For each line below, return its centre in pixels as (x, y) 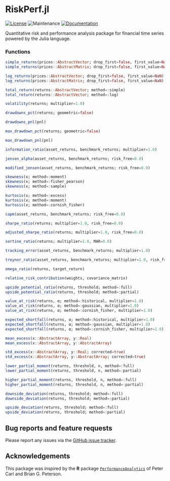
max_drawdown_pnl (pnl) (29, 140)
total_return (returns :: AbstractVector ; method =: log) (62, 95)
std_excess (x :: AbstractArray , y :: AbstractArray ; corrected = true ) (75, 357)
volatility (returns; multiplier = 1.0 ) (45, 104)
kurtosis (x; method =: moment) (36, 200)
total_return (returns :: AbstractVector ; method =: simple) (65, 90)
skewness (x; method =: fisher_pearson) (45, 182)
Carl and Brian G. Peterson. (34, 474)
